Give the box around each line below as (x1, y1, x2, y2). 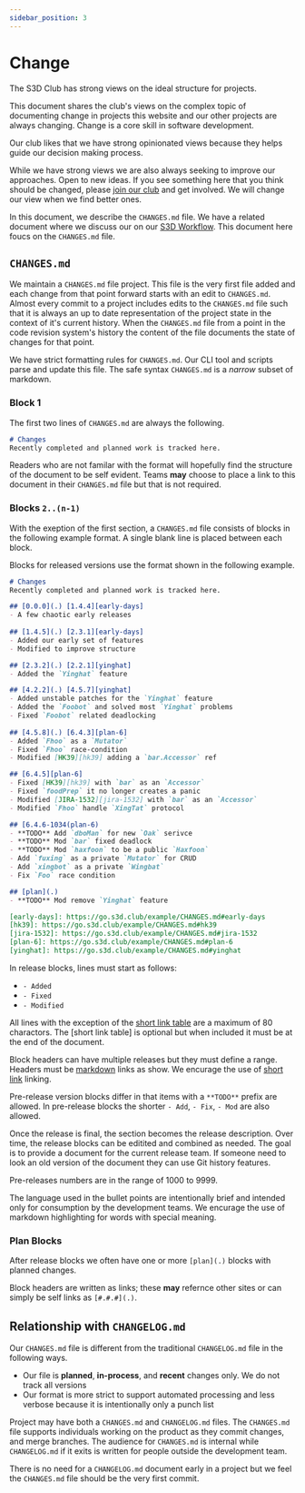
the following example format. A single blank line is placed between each (9, 532, 283, 543)
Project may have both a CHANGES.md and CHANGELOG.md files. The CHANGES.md (9, 1417, 290, 1427)
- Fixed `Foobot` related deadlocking (9, 711, 156, 720)
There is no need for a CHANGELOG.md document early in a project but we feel (9, 1463, 292, 1475)
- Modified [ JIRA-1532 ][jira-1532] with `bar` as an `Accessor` (9, 795, 258, 804)
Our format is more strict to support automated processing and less (22, 1389, 275, 1400)
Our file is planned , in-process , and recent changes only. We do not (22, 1370, 280, 1381)
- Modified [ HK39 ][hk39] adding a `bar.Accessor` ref (9, 753, 218, 763)
